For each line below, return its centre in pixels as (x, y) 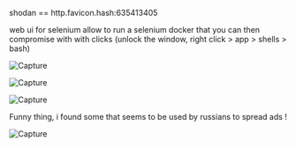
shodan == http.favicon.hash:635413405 (83, 13)
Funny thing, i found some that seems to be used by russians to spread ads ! (148, 117)
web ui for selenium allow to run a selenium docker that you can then (135, 30)
